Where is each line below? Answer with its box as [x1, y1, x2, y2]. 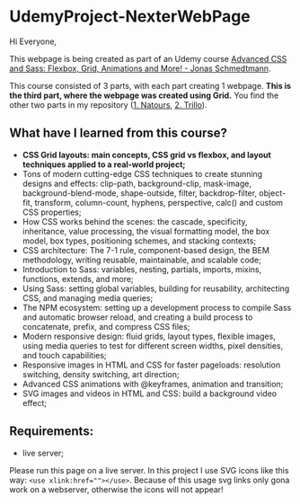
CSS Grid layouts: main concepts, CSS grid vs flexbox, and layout [22, 149, 271, 160]
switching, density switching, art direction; [22, 368, 180, 379]
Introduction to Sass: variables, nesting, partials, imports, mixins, [22, 263, 262, 275]
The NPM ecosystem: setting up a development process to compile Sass [22, 302, 292, 313]
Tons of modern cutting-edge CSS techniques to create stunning [22, 168, 263, 179]
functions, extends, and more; [22, 273, 134, 284]
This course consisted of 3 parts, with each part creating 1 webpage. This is [9, 80, 292, 91]
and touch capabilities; [22, 349, 107, 360]
